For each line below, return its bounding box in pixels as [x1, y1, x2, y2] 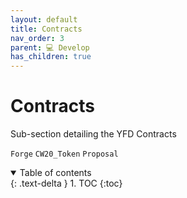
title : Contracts [10, 24, 83, 34]
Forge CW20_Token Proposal [10, 149, 119, 160]
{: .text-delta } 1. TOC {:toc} [10, 177, 123, 190]
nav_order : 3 [10, 33, 65, 43]
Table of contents [19, 167, 92, 179]
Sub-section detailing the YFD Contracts [10, 128, 177, 140]
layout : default [10, 14, 78, 25]
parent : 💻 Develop [10, 42, 90, 53]
